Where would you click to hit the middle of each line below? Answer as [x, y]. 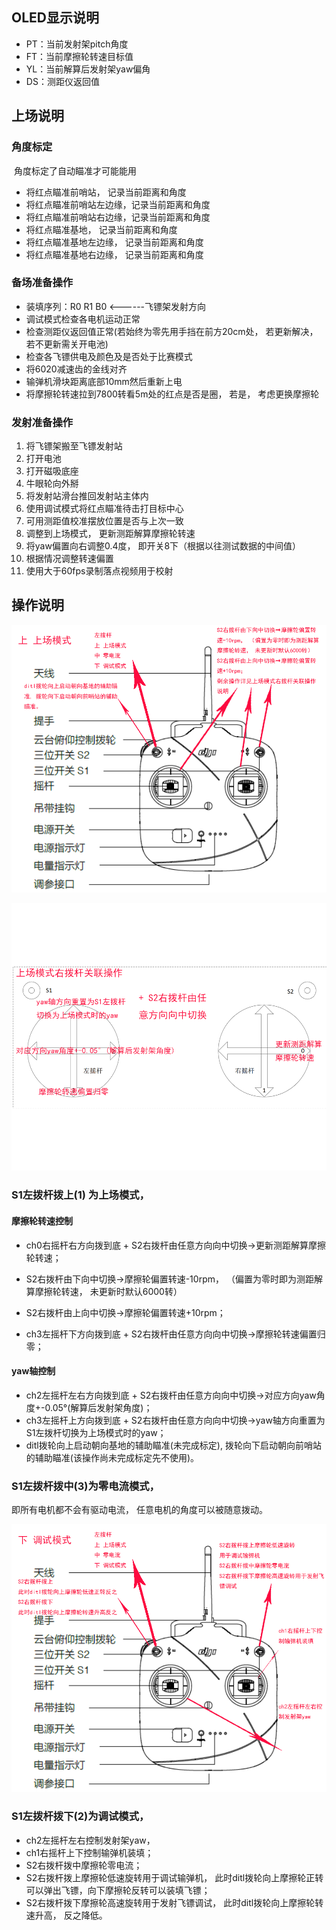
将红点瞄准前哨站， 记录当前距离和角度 [106, 192]
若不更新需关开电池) [67, 344]
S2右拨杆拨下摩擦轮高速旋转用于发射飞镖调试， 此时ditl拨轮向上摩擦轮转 [174, 1902]
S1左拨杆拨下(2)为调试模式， [80, 1816]
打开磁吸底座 [52, 471]
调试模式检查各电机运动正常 [83, 319]
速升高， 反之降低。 [66, 1915]
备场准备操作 [42, 283]
